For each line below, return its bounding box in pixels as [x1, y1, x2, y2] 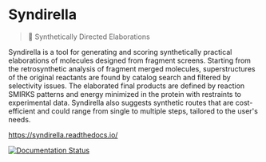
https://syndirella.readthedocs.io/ [8, 129, 118, 140]
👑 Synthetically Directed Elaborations [27, 32, 150, 41]
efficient [8, 106, 36, 116]
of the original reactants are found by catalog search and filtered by [8, 72, 232, 82]
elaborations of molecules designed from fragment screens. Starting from [8, 56, 252, 65]
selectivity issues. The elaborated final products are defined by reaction [8, 81, 245, 91]
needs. [8, 114, 31, 124]
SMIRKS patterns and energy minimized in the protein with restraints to [8, 89, 242, 98]
